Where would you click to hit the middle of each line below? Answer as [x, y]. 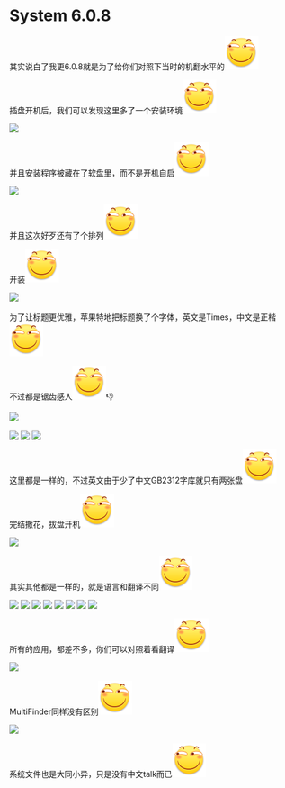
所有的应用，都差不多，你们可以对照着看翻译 [92, 648]
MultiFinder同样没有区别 [54, 711]
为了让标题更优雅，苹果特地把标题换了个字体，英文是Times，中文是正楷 [143, 317]
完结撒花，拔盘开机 [45, 524]
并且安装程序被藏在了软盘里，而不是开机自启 [92, 173]
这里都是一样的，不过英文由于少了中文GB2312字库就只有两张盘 [126, 480]
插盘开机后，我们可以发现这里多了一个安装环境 [96, 110]
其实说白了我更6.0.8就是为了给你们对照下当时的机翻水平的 [117, 66]
